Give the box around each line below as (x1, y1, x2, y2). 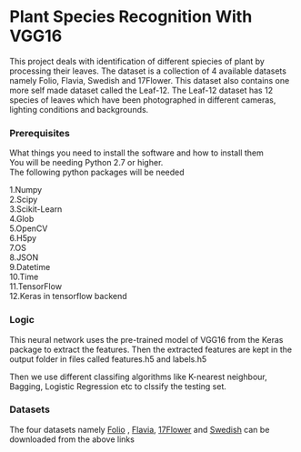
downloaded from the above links (9, 434, 135, 445)
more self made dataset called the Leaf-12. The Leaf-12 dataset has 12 (9, 85, 274, 95)
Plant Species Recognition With (9, 6, 253, 27)
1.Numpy (9, 185, 43, 196)
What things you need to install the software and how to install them (9, 147, 264, 158)
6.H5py (9, 233, 37, 244)
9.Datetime (9, 262, 51, 273)
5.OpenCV (9, 223, 48, 234)
